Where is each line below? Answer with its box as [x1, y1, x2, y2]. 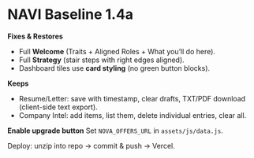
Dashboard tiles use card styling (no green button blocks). [18, 63, 211, 72]
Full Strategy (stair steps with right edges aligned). [18, 55, 185, 64]
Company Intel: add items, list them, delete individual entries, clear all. [18, 110, 247, 119]
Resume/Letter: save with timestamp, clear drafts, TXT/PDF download [18, 94, 246, 103]
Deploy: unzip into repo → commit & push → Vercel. [7, 141, 175, 150]
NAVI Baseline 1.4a [7, 6, 134, 24]
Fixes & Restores [7, 31, 64, 41]
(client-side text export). [18, 102, 98, 112]
